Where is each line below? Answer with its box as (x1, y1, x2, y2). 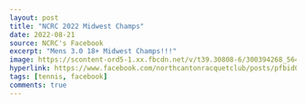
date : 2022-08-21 (9, 30, 76, 39)
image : (9, 55, 35, 64)
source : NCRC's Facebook (9, 38, 104, 48)
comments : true (9, 80, 67, 90)
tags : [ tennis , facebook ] (9, 72, 107, 81)
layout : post (9, 13, 59, 23)
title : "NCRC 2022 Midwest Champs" (9, 22, 145, 31)
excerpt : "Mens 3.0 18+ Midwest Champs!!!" (9, 47, 178, 56)
